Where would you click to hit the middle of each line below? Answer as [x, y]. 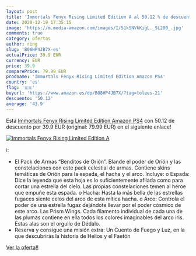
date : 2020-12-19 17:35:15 [39, 22]
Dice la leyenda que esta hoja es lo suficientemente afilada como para [99, 180]
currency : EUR [23, 60]
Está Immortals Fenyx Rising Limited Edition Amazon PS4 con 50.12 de [90, 120]
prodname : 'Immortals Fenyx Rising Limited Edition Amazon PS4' [86, 77]
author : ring [22, 44]
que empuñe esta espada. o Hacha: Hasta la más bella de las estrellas [99, 192]
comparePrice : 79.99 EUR [36, 71]
